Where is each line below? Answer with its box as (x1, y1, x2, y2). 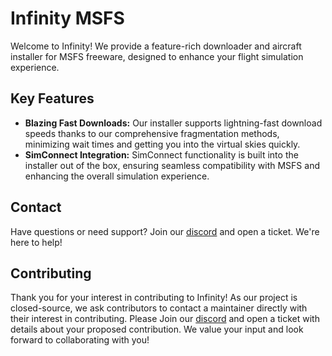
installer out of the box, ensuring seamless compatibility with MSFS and (24, 159, 320, 171)
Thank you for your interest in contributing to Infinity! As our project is (10, 292, 298, 304)
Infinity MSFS (10, 7, 125, 30)
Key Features (10, 90, 95, 107)
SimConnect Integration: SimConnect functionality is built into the (24, 148, 299, 161)
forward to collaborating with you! (10, 334, 150, 346)
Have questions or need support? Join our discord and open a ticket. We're (10, 225, 320, 237)
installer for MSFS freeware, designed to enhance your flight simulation (10, 50, 304, 62)
